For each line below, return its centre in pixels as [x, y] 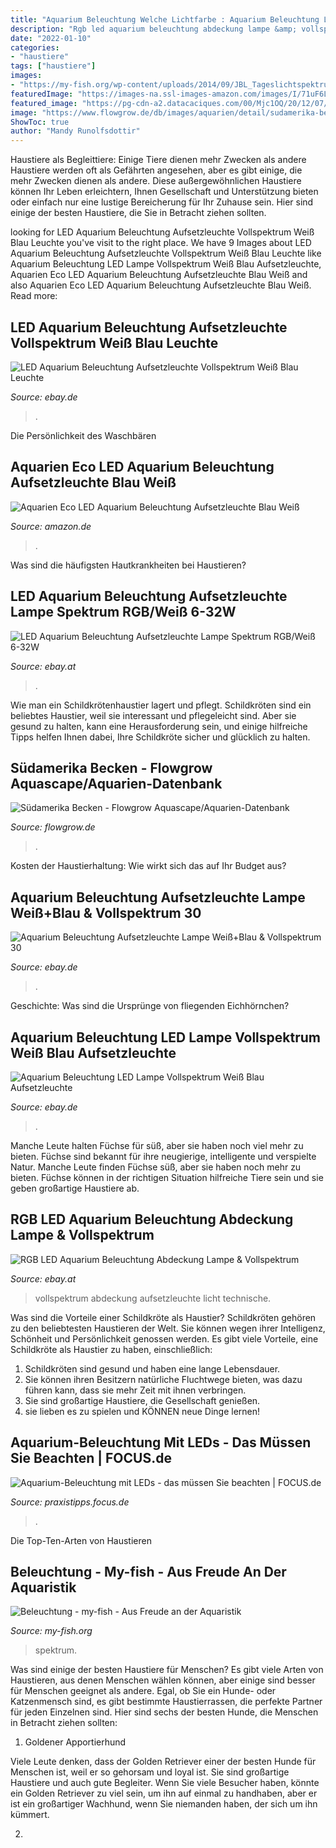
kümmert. [30, 1815]
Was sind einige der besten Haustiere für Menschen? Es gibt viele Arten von [167, 1670]
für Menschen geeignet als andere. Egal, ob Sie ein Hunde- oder [143, 1691]
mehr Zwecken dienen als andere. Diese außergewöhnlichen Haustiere [156, 181]
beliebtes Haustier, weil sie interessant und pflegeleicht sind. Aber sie [153, 715]
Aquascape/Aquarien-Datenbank [116, 783]
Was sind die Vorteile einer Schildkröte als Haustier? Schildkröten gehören [163, 1317]
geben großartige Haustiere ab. [75, 1188]
